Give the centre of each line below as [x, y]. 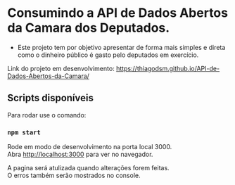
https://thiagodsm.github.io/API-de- [168, 68]
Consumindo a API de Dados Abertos [118, 13]
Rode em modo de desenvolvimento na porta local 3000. [90, 147]
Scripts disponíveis [50, 98]
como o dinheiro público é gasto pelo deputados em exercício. [108, 55]
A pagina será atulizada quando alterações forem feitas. [89, 168]
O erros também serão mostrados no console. [74, 176]
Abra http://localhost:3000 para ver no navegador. [80, 154]
